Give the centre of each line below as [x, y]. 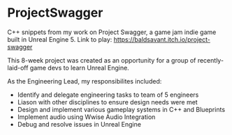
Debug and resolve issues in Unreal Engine [79, 124]
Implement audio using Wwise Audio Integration [86, 117]
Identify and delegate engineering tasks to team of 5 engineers [108, 95]
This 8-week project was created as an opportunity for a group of [102, 60]
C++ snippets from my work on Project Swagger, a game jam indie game [112, 32]
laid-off [18, 67]
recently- [211, 60]
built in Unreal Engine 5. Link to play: [60, 39]
